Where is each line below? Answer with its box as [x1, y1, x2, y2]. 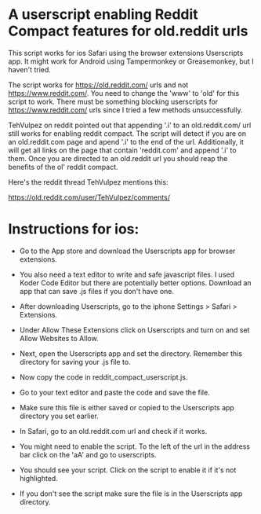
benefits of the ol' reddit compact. [8, 162, 118, 171]
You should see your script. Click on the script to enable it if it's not [19, 465, 237, 475]
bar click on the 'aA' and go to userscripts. [19, 450, 157, 459]
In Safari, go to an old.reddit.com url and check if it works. [19, 426, 208, 435]
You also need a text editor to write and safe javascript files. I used [19, 270, 235, 279]
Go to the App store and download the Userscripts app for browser [19, 246, 236, 255]
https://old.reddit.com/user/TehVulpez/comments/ [8, 193, 171, 202]
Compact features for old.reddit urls [8, 22, 248, 40]
